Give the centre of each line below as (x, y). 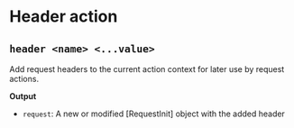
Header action (64, 17)
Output (23, 96)
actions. (24, 79)
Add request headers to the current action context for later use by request (147, 69)
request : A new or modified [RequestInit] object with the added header (154, 114)
